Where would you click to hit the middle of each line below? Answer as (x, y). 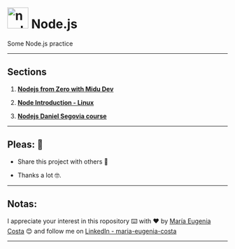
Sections (27, 72)
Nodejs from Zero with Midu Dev (65, 89)
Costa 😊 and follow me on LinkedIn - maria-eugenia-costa (92, 232)
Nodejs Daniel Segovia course (62, 116)
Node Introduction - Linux (56, 102)
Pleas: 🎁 (25, 144)
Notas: (22, 204)
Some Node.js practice (40, 43)
